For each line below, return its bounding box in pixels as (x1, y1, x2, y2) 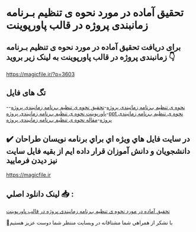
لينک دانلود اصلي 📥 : (6, 189, 74, 199)
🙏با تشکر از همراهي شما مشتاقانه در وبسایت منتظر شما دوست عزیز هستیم (6, 219, 173, 226)
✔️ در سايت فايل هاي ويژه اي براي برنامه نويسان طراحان (6, 134, 191, 144)
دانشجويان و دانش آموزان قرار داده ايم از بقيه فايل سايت (6, 146, 191, 156)
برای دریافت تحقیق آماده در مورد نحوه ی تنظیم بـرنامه (6, 42, 181, 52)
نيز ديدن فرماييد (6, 156, 57, 166)
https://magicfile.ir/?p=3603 (6, 71, 75, 78)
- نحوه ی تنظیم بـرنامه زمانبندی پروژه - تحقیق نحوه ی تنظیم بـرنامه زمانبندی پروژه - (6, 104, 185, 111)
